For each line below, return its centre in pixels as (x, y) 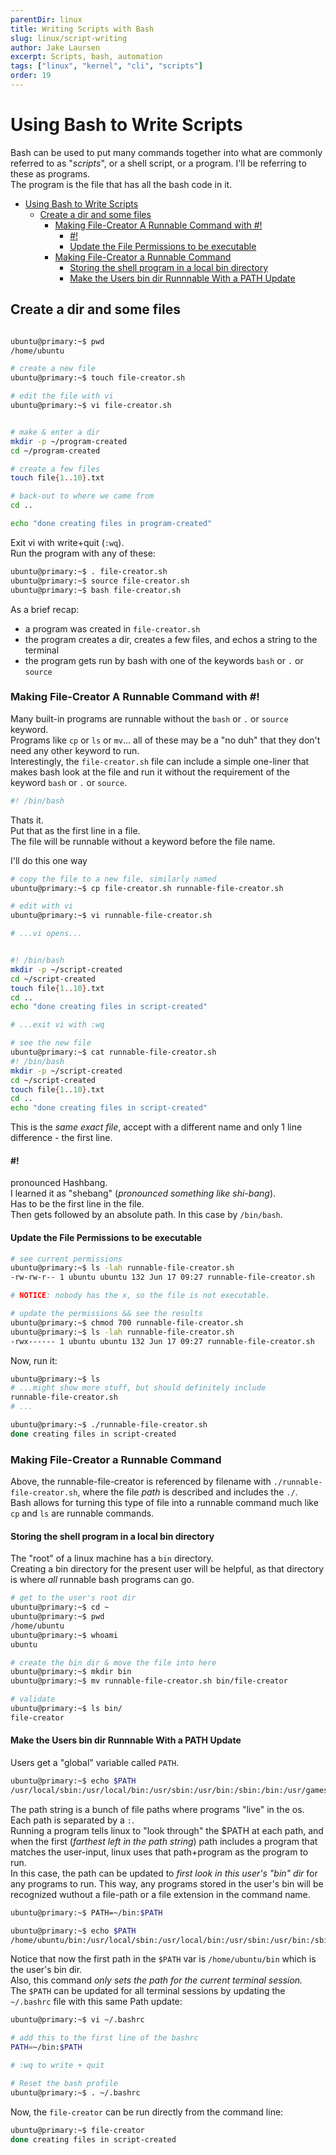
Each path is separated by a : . (72, 1820)
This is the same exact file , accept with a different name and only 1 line (156, 1127)
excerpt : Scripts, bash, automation (86, 57)
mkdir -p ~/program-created (69, 441)
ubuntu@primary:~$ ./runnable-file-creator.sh (109, 1425)
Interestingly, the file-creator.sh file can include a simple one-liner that (160, 761)
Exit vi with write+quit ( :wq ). (67, 542)
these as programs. (50, 173)
